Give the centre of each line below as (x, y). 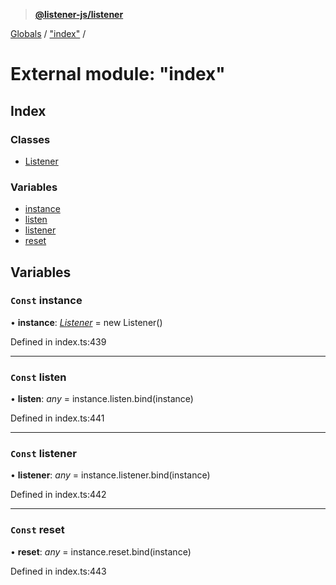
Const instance (46, 301)
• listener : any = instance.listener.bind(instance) (110, 475)
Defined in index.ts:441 (57, 418)
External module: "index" (118, 74)
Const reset (37, 530)
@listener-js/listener (79, 14)
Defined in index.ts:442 (58, 495)
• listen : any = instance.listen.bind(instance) (102, 399)
